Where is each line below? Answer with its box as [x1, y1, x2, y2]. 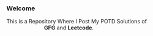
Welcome [6, 4, 35, 13]
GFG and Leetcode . [43, 24, 94, 31]
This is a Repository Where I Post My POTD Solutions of [6, 18, 147, 25]
